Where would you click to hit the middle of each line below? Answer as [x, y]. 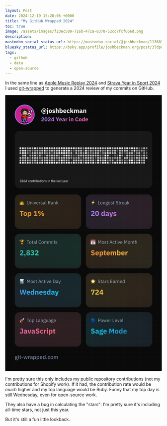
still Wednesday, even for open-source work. [51, 395]
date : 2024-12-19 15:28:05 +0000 [40, 16]
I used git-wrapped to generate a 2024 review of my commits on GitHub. [80, 88]
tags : [11, 52]
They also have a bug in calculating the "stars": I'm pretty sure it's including [83, 404]
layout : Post [19, 10]
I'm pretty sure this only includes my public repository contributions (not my [83, 379]
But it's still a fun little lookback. [38, 419]
